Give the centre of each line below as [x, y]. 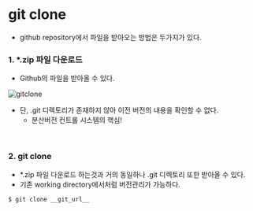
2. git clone [30, 157]
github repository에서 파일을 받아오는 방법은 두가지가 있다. [111, 37]
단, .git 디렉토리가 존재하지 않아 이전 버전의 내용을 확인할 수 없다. [119, 110]
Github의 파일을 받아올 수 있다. [67, 78]
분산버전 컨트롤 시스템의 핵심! [76, 120]
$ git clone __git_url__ [49, 199]
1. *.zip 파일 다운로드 [45, 59]
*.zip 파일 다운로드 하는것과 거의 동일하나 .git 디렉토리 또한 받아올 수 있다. [132, 174]
